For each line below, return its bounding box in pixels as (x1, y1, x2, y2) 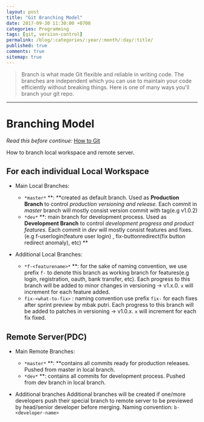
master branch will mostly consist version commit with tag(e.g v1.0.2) (24, 207, 198, 214)
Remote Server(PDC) (6, 332, 87, 342)
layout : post (6, 8, 39, 15)
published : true (6, 43, 47, 49)
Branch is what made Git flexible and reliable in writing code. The (21, 70, 184, 78)
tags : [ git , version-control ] (6, 32, 83, 38)
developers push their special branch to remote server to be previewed (15, 397, 193, 404)
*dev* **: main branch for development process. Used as (24, 213, 167, 221)
